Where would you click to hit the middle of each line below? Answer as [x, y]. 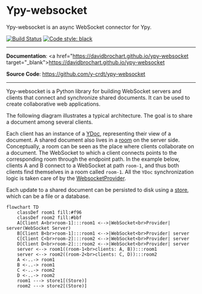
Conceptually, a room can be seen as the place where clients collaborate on [100, 146]
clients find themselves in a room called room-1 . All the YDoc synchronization [100, 172]
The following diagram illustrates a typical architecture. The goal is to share [99, 115]
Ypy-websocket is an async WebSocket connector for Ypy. [79, 27]
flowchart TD [23, 207]
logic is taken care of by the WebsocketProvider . [66, 178]
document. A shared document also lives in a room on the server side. [93, 140]
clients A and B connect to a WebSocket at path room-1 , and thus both [93, 165]
